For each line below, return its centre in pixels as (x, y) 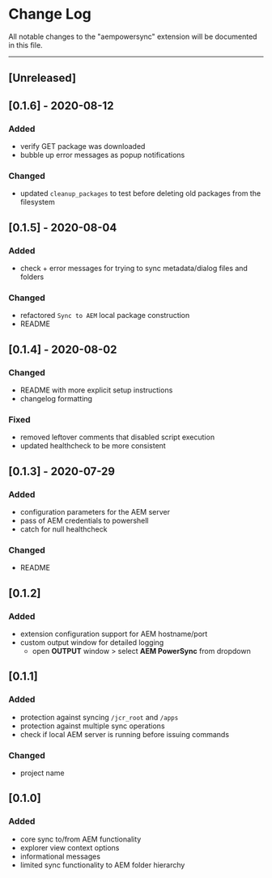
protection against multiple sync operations (92, 726)
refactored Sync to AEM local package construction (105, 316)
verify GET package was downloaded (83, 146)
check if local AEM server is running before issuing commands (124, 734)
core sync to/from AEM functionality (81, 839)
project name (42, 773)
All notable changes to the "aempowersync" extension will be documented (133, 36)
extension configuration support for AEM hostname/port (114, 634)
